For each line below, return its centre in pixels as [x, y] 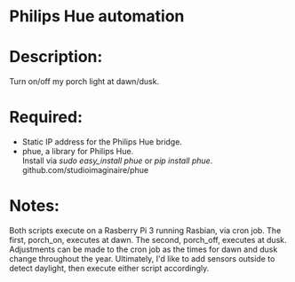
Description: [56, 57]
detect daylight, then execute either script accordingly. [109, 268]
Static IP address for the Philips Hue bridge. [102, 142]
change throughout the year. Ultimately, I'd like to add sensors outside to [142, 258]
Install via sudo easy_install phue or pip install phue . [117, 161]
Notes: [35, 206]
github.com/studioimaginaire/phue [85, 170]
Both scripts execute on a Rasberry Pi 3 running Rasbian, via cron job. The [145, 231]
